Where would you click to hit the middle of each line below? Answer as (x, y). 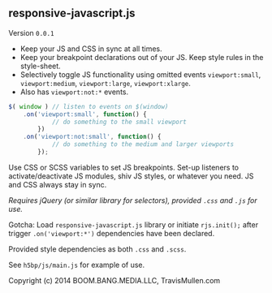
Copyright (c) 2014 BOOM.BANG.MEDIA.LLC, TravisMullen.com (114, 280)
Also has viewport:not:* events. (74, 92)
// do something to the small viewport (119, 122)
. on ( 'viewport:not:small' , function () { (92, 137)
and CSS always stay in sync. (58, 184)
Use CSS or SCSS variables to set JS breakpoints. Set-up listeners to (124, 167)
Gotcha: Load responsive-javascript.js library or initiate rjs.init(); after (133, 224)
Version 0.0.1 (31, 32)
